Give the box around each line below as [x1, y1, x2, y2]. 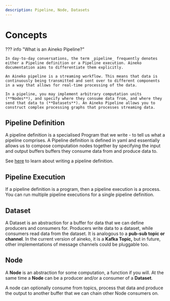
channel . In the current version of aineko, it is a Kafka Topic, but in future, [5, 236, 161, 242]
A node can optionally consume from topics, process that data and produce [5, 285, 163, 291]
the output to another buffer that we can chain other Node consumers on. [5, 290, 159, 296]
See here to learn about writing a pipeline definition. [5, 158, 114, 164]
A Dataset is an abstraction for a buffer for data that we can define [5, 220, 144, 226]
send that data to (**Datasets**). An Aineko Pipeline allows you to [5, 100, 156, 106]
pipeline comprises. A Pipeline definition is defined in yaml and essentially [5, 138, 160, 144]
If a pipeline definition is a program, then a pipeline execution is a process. [5, 186, 161, 192]
